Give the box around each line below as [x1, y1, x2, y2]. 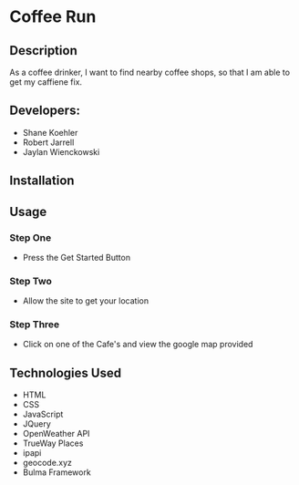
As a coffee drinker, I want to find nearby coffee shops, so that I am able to [9, 67, 290, 77]
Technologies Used [9, 365, 121, 380]
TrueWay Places [22, 438, 84, 449]
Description [9, 43, 77, 58]
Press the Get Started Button [22, 252, 130, 263]
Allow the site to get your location [22, 295, 149, 306]
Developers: [9, 103, 80, 119]
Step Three [9, 318, 60, 331]
